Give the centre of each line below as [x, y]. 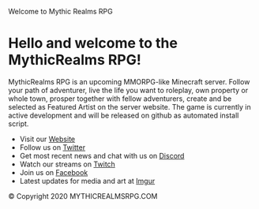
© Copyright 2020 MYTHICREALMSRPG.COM [83, 196]
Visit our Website [47, 139]
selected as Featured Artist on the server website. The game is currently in [129, 106]
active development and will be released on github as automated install [124, 115]
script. [19, 123]
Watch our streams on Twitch [68, 164]
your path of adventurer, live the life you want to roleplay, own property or [128, 90]
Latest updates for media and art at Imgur [87, 181]
